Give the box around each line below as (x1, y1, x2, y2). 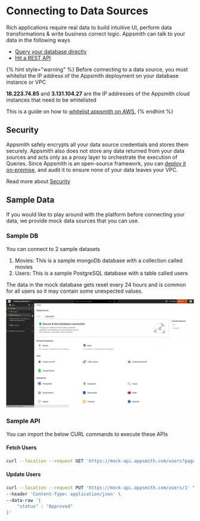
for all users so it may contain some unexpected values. (6, 287, 143, 294)
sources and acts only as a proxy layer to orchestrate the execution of (6, 153, 177, 161)
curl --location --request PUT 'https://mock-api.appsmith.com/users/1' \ (6, 485, 196, 491)
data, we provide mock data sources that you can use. (6, 217, 140, 224)
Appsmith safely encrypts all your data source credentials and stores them (6, 141, 189, 148)
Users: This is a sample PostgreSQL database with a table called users (14, 269, 188, 277)
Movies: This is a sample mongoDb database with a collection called (14, 257, 183, 264)
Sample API (6, 417, 40, 425)
